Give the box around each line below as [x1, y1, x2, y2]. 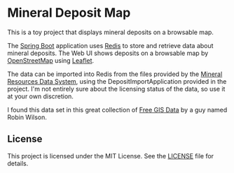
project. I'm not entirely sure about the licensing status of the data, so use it [7, 84, 226, 93]
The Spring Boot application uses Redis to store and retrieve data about [7, 41, 214, 50]
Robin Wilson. [7, 113, 48, 121]
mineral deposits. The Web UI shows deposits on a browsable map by [7, 49, 209, 57]
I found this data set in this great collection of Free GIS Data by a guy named [7, 105, 228, 114]
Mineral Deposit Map [7, 5, 131, 21]
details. [7, 159, 29, 167]
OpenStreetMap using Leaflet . [7, 56, 95, 64]
